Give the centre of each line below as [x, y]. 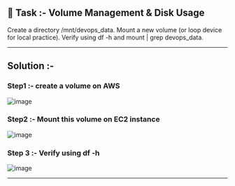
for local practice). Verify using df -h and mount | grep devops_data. [106, 37]
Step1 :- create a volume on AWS [64, 86]
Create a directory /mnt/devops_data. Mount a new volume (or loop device [115, 29]
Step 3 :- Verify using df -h [54, 153]
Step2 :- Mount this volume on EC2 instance [84, 119]
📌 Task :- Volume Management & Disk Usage [106, 13]
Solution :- [31, 66]
